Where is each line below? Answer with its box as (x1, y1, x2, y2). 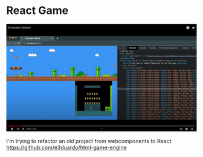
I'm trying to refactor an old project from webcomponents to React (6, 137, 172, 144)
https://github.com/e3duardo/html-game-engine (6, 144, 127, 151)
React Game (6, 4, 69, 18)
